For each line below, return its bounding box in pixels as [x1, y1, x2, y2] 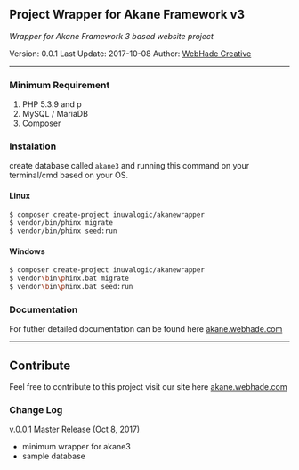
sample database [21, 450, 86, 462]
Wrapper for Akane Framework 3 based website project [9, 30, 214, 41]
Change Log [9, 404, 63, 416]
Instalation [9, 140, 57, 153]
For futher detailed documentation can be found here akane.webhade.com [9, 324, 283, 334]
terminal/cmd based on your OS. [9, 169, 129, 181]
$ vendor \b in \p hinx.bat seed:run [9, 283, 133, 292]
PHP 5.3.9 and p [21, 99, 82, 110]
